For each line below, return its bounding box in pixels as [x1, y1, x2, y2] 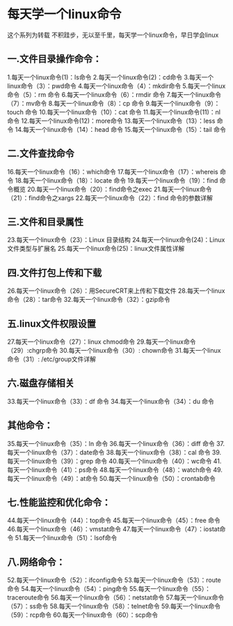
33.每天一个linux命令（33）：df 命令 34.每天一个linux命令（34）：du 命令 [7, 397, 214, 405]
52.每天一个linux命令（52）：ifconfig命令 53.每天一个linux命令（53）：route [7, 576, 221, 584]
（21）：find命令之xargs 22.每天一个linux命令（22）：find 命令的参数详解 [7, 193, 214, 202]
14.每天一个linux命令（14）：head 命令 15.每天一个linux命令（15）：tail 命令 [15, 125, 226, 133]
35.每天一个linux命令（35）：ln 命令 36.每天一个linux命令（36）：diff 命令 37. [7, 439, 225, 448]
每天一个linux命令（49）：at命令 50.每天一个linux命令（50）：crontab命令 [7, 474, 216, 482]
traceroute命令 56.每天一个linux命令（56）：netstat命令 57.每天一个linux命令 [7, 593, 225, 602]
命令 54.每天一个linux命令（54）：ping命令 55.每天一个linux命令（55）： [7, 585, 211, 593]
